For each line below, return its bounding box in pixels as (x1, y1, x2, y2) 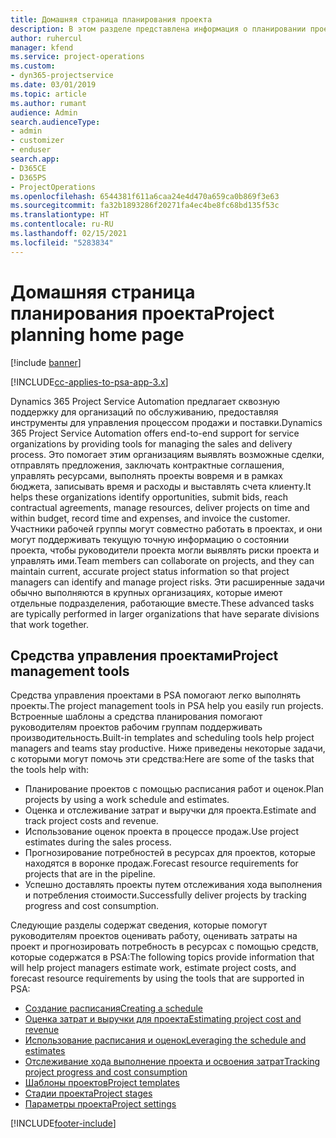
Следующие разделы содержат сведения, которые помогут (10, 919, 268, 931)
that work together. (10, 618, 89, 630)
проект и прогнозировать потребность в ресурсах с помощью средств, (10, 941, 319, 953)
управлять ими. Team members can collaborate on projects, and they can (10, 554, 315, 566)
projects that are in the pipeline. (24, 868, 156, 880)
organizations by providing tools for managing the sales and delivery (10, 437, 293, 450)
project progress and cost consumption (24, 1066, 188, 1078)
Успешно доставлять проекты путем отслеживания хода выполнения (24, 879, 323, 891)
